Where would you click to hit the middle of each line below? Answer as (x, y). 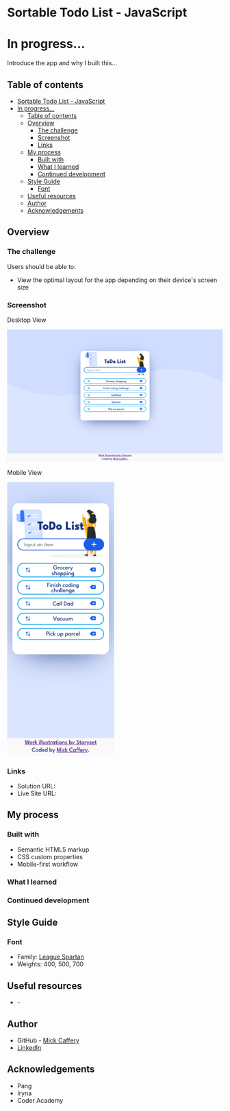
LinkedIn (29, 1047)
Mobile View (25, 472)
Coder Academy (40, 1100)
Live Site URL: (37, 793)
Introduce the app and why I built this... (62, 63)
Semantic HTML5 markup (53, 850)
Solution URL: (36, 786)
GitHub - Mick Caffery (48, 1040)
